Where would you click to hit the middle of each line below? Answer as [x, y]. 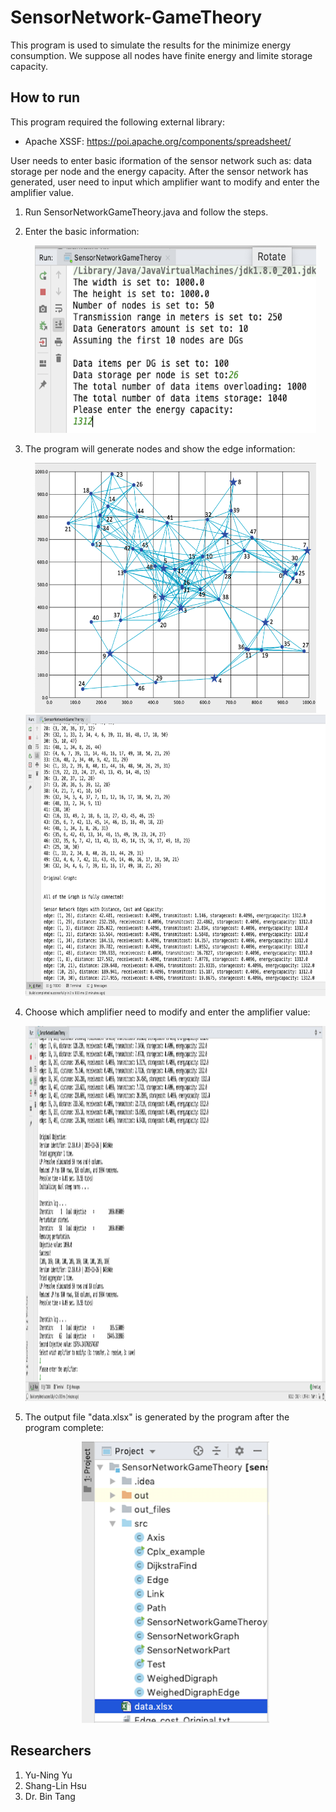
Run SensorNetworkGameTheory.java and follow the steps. [146, 212]
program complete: [64, 1427]
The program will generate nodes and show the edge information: [160, 448]
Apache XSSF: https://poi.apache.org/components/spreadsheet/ [158, 141]
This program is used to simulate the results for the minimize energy [151, 45]
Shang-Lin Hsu [55, 1785]
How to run [45, 97]
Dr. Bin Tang [50, 1796]
